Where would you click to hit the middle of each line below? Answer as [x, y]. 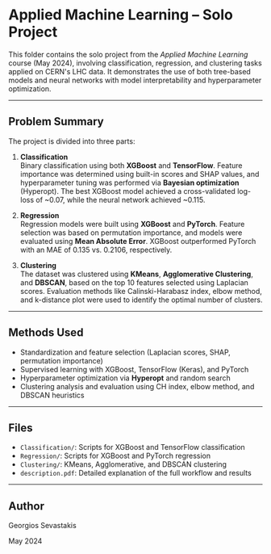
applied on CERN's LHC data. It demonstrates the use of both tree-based [130, 71]
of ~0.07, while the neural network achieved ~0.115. [121, 199]
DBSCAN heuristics [52, 395]
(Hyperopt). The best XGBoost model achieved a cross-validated [127, 191]
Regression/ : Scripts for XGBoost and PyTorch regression [115, 456]
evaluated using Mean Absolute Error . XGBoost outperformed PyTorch [138, 241]
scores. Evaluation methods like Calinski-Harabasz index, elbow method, [141, 291]
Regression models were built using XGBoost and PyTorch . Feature [132, 224]
